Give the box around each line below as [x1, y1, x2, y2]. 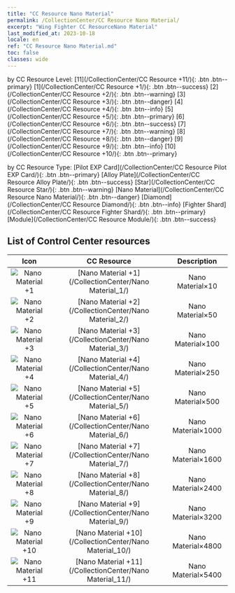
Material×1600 [172, 454, 222, 464]
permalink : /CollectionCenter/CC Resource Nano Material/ [7, 17, 180, 24]
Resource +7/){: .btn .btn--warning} [72, 127, 176, 135]
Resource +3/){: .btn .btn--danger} [72, 97, 173, 106]
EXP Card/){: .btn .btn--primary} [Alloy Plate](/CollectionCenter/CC [7, 170, 201, 179]
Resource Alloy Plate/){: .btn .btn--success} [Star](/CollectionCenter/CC [7, 178, 215, 186]
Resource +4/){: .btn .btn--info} [72, 104, 164, 113]
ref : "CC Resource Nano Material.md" [7, 43, 117, 50]
